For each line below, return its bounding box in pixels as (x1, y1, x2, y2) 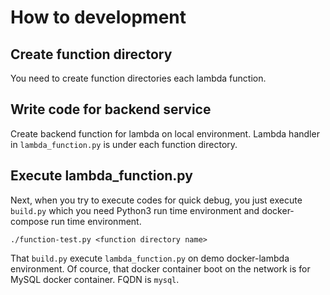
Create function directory (10, 46, 173, 63)
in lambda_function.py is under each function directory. (10, 138, 238, 150)
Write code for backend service (10, 101, 212, 118)
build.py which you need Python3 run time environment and (10, 204, 260, 216)
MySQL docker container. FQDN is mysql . (10, 273, 180, 285)
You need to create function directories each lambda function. (10, 72, 267, 84)
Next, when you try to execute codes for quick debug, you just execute (10, 194, 303, 206)
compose (10, 215, 50, 227)
